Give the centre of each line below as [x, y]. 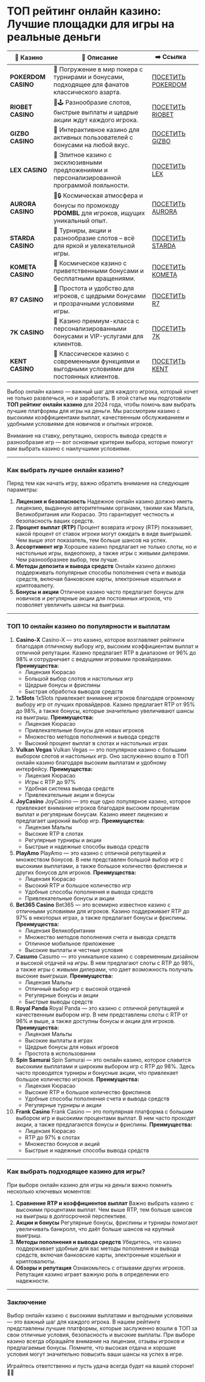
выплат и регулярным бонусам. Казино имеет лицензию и [92, 814]
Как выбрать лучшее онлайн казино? [65, 470]
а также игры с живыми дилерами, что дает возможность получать [104, 969]
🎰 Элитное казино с [82, 155]
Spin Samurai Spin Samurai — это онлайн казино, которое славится [103, 1060]
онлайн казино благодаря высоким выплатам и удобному [91, 762]
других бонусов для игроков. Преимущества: [76, 872]
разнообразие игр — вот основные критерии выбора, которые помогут [100, 442]
